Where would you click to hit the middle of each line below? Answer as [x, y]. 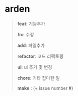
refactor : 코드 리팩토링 [40, 56]
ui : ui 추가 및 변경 [35, 67]
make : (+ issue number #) [45, 88]
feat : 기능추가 [31, 23]
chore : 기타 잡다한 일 [38, 78]
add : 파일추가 [31, 45]
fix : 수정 [25, 34]
